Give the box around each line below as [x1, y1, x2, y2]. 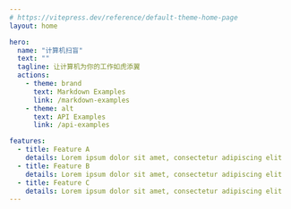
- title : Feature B [17, 162, 90, 171]
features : [9, 137, 47, 146]
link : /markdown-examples [32, 96, 130, 104]
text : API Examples [32, 113, 106, 121]
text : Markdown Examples [32, 87, 126, 96]
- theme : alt [25, 104, 74, 113]
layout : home [9, 21, 58, 30]
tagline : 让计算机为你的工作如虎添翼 [17, 63, 141, 71]
